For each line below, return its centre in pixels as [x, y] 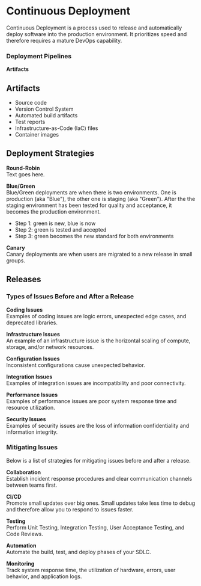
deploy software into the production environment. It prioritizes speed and [97, 34]
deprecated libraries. [32, 322]
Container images [37, 135]
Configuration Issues [33, 359]
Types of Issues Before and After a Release [70, 297]
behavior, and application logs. [44, 576]
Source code [31, 103]
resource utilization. [31, 407]
